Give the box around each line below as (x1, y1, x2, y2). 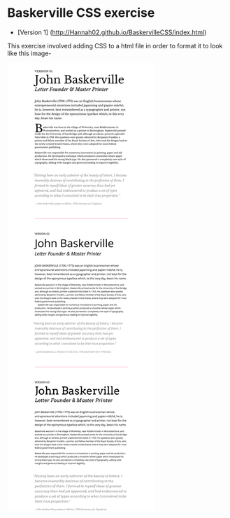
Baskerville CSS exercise (7, 5, 155, 21)
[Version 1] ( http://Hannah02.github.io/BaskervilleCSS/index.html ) (17, 28, 207, 36)
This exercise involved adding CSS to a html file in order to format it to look (7, 41, 223, 50)
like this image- (7, 49, 52, 57)
